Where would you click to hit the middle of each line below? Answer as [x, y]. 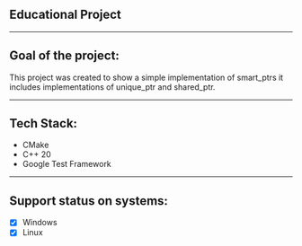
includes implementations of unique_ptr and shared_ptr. [112, 87]
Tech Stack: [44, 123]
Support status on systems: [89, 201]
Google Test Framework [67, 164]
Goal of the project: [64, 56]
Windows [40, 223]
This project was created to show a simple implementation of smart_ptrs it [147, 77]
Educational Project [65, 15]
